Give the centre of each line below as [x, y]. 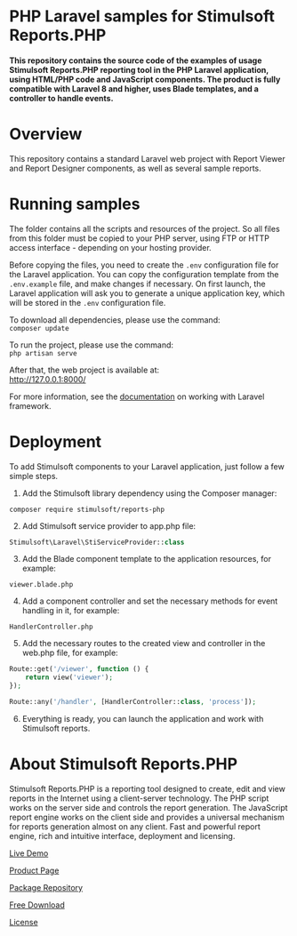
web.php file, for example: [70, 653]
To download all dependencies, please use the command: [115, 320]
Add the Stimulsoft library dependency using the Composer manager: [149, 493]
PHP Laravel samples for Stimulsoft [142, 16]
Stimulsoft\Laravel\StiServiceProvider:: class [97, 542]
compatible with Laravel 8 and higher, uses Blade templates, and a [134, 88]
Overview [46, 134]
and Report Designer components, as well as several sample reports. [136, 168]
